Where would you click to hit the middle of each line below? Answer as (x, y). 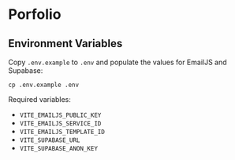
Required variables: (39, 99)
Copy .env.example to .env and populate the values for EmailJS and (117, 62)
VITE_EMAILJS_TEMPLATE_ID (62, 132)
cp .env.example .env (44, 85)
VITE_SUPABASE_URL (50, 140)
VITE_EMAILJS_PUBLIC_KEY (60, 115)
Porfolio (35, 15)
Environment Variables (65, 44)
